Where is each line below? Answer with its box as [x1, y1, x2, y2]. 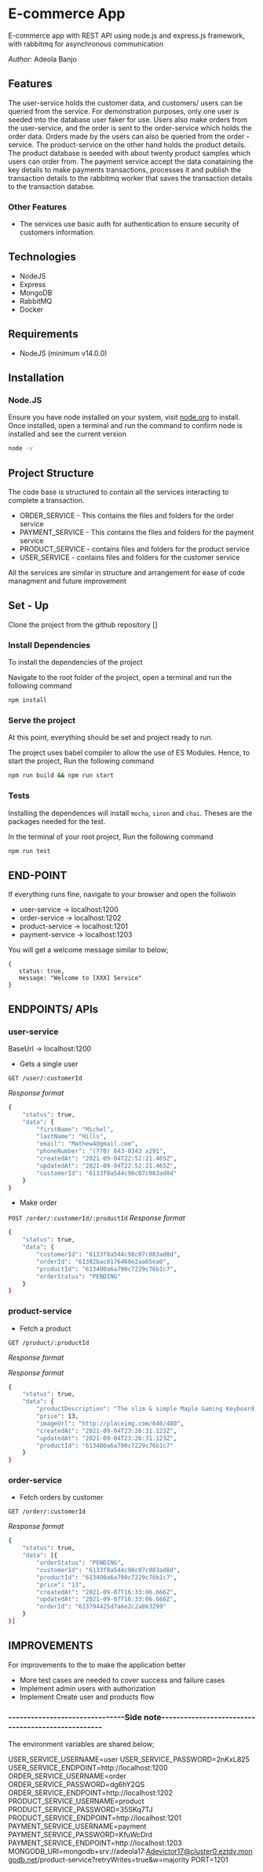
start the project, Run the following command [8, 756, 155, 766]
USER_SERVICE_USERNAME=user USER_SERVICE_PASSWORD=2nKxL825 [8, 1755, 250, 1764]
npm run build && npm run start [8, 772, 114, 780]
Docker [19, 305, 44, 314]
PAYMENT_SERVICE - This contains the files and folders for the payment [19, 528, 254, 537]
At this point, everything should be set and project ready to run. [8, 733, 214, 742]
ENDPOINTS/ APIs [8, 1002, 99, 1016]
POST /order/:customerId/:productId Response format [8, 1213, 186, 1223]
